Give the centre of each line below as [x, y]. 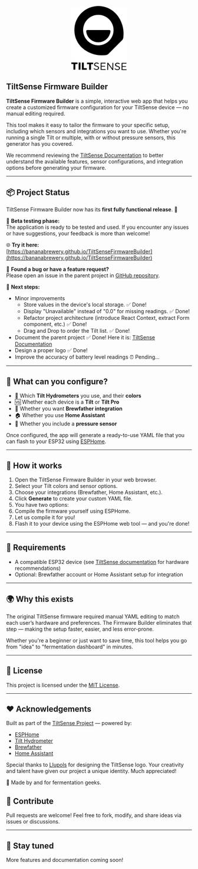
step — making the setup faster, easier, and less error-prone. [80, 629]
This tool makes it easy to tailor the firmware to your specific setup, [88, 125]
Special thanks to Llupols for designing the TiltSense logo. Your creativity [95, 765]
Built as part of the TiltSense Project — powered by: [69, 723]
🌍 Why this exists [40, 599]
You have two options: [42, 505]
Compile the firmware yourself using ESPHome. [72, 511]
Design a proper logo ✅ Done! [51, 350]
